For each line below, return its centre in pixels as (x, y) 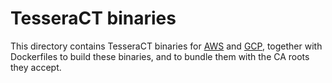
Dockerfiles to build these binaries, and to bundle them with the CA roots (160, 56)
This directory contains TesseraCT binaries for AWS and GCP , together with (166, 46)
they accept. (36, 67)
